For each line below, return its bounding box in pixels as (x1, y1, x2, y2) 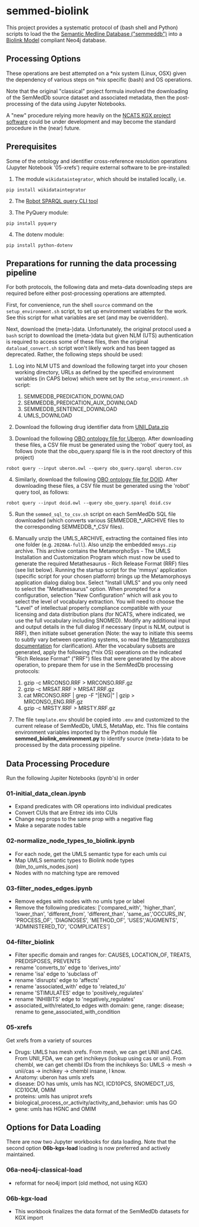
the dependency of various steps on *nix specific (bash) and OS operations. (6, 76, 192, 83)
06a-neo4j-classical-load (6, 1166, 83, 1174)
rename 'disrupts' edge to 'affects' (14, 977, 100, 984)
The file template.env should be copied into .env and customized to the (14, 716, 189, 723)
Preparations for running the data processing (6, 258, 177, 269)
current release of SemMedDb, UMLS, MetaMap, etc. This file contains (14, 723, 188, 730)
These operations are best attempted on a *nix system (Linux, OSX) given (6, 70, 187, 77)
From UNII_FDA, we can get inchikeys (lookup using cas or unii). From (14, 1054, 186, 1061)
